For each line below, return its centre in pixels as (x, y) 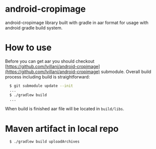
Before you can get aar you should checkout (50, 61)
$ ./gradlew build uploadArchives (45, 142)
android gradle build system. (34, 27)
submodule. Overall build (126, 72)
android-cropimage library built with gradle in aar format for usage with (77, 23)
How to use (28, 48)
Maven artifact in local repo (62, 129)
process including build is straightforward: (47, 76)
